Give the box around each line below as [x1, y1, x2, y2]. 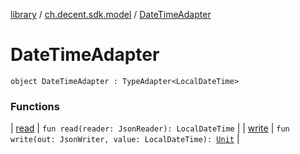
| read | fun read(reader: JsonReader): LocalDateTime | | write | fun [10, 122, 290, 134]
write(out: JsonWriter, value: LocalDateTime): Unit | [10, 133, 240, 145]
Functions [10, 99, 60, 113]
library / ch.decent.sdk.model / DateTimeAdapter [10, 9, 212, 20]
